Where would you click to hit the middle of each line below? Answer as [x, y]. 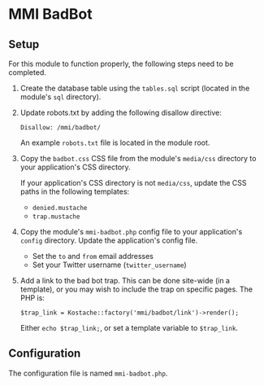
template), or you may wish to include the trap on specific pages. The [136, 289]
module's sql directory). [61, 97]
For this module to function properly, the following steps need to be [121, 64]
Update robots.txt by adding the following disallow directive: [121, 112]
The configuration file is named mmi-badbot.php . [88, 373]
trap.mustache [56, 217]
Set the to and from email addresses [93, 256]
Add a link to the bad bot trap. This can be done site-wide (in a [125, 281]
